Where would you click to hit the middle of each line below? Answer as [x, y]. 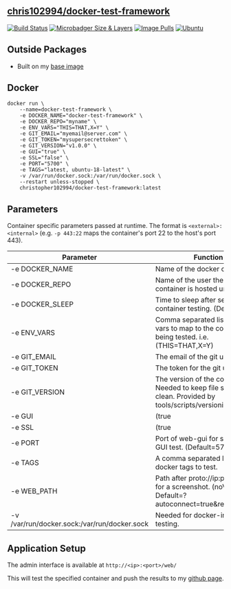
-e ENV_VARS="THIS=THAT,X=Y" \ [64, 128]
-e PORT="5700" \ [44, 164]
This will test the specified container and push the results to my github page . [115, 579]
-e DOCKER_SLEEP [42, 304]
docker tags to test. [186, 467]
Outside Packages [47, 50]
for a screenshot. [183, 487]
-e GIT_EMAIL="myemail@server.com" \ [74, 134]
